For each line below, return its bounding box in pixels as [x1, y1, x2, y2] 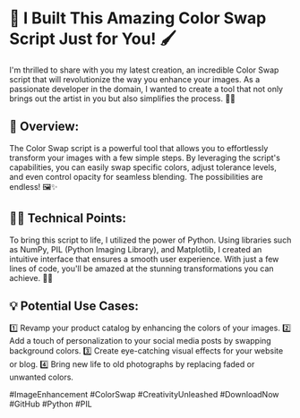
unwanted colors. [9, 371, 74, 383]
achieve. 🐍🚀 [9, 272, 54, 283]
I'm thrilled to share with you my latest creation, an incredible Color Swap [9, 64, 279, 75]
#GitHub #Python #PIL [9, 398, 92, 410]
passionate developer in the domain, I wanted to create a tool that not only [9, 83, 284, 94]
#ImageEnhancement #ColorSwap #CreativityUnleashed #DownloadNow [9, 389, 279, 400]
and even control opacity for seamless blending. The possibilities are [9, 171, 263, 182]
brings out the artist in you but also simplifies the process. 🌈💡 [9, 93, 236, 104]
